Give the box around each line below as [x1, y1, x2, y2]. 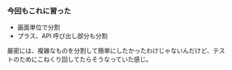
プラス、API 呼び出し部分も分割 [17, 32, 108, 40]
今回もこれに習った [7, 6, 71, 15]
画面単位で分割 [17, 23, 60, 32]
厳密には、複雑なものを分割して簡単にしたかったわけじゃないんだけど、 [7, 46, 213, 55]
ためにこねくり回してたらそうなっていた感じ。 [19, 55, 152, 64]
